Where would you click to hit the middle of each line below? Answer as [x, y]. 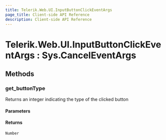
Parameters [18, 111]
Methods [20, 74]
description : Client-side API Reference [49, 19]
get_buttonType [25, 88]
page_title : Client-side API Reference [47, 15]
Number [12, 133]
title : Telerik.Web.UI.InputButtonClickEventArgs [59, 10]
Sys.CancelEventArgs [89, 55]
